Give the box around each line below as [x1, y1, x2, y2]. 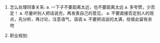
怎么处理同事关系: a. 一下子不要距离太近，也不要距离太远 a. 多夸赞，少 [9, 4, 151, 10]
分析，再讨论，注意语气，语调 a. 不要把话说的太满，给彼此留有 [22, 16, 148, 22]
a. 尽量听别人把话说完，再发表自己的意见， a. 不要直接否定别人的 [19, 10, 150, 16]
